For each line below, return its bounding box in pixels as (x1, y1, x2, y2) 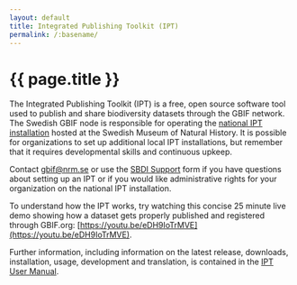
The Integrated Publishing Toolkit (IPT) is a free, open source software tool (9, 98, 286, 109)
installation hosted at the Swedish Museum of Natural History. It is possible (9, 127, 287, 138)
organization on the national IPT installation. (9, 183, 172, 194)
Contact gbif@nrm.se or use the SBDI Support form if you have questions (9, 164, 282, 175)
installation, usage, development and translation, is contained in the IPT (9, 256, 274, 267)
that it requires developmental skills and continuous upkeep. (9, 146, 232, 158)
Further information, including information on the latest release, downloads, (9, 247, 289, 258)
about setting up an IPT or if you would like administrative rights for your (9, 173, 277, 185)
